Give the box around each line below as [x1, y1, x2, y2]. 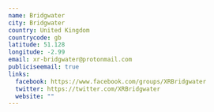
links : [8, 70, 30, 78]
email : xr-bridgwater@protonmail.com [8, 56, 133, 64]
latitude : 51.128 [8, 41, 66, 49]
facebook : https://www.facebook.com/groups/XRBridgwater [15, 77, 207, 85]
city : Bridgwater [8, 19, 66, 27]
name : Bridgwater [8, 11, 66, 20]
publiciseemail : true [8, 63, 80, 71]
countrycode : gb [8, 33, 62, 42]
